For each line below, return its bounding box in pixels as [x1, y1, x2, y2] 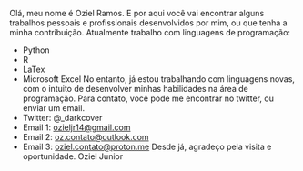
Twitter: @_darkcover [22, 113, 103, 123]
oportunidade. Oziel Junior [22, 151, 124, 162]
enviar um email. [22, 103, 85, 113]
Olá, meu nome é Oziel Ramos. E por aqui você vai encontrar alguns [9, 8, 265, 18]
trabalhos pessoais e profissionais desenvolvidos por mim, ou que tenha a [9, 17, 288, 28]
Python [22, 45, 50, 55]
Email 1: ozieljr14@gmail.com [22, 122, 131, 133]
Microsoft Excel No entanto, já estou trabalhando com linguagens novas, [22, 74, 296, 85]
